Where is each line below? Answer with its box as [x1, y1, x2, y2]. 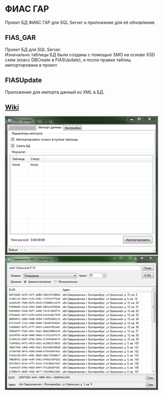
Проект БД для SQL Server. [5, 46, 62, 52]
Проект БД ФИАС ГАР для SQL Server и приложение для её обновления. [5, 19, 156, 25]
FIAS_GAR [5, 34, 36, 42]
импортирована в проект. [5, 62, 58, 68]
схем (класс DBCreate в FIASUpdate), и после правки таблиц [5, 57, 131, 63]
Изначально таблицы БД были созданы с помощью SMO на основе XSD [5, 52, 155, 57]
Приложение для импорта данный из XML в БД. [5, 89, 105, 95]
